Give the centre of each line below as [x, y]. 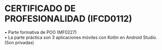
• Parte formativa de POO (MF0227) [41, 32]
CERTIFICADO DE [40, 8]
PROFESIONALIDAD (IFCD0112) [68, 19]
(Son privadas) [19, 42]
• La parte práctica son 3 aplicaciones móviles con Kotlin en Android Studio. [81, 37]
